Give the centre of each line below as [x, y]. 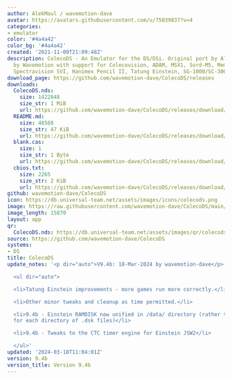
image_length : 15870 [37, 213]
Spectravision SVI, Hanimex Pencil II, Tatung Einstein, [97, 71]
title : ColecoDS [30, 258]
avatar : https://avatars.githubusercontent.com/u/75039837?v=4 [100, 20]
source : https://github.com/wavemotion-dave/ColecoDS [86, 239]
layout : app [24, 219]
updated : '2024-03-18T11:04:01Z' [55, 352]
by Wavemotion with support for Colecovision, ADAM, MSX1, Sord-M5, [114, 65]
